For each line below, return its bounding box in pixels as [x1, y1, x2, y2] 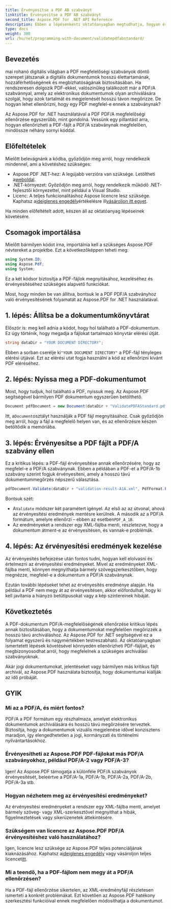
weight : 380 [5, 31, 31, 36]
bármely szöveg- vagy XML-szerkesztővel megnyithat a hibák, [5, 809, 136, 815]
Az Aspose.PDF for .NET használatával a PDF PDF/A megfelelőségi [5, 111, 146, 117]
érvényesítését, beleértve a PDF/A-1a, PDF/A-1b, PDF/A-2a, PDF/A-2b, [5, 774, 153, 780]
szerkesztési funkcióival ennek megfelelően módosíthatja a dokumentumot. [5, 897, 164, 904]
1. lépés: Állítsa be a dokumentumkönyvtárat [5, 311, 150, 320]
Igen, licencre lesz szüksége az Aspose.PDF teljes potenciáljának [5, 845, 142, 851]
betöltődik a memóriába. [5, 424, 56, 430]
